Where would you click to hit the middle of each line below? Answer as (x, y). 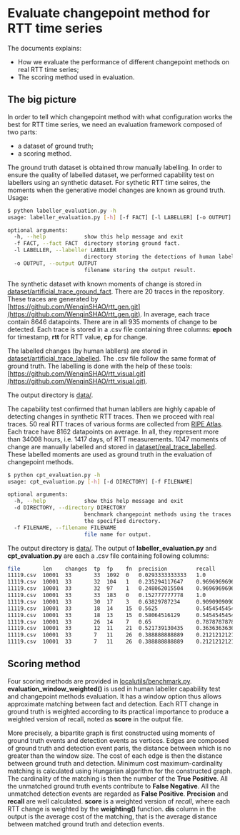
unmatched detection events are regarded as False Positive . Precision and (118, 794)
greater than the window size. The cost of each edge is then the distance (115, 756)
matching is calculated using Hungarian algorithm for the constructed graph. (120, 771)
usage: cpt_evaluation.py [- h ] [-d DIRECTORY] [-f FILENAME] (100, 481)
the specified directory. (122, 521)
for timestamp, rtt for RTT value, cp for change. (77, 336)
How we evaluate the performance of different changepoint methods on (124, 61)
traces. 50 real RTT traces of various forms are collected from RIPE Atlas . (115, 424)
